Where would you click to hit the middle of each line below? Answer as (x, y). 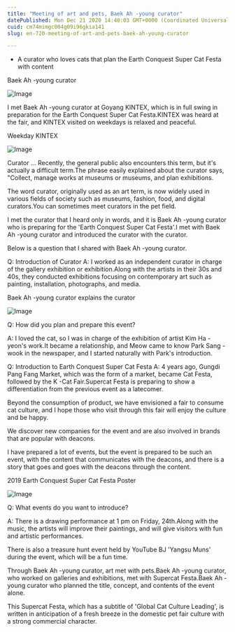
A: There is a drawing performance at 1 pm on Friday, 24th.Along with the (113, 521)
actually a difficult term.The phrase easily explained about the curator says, (116, 170)
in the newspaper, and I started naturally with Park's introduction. (118, 353)
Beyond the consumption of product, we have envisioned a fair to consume (115, 402)
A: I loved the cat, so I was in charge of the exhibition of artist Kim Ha (107, 338)
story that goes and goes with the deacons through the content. (99, 467)
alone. (16, 593)
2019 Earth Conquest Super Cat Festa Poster (72, 481)
